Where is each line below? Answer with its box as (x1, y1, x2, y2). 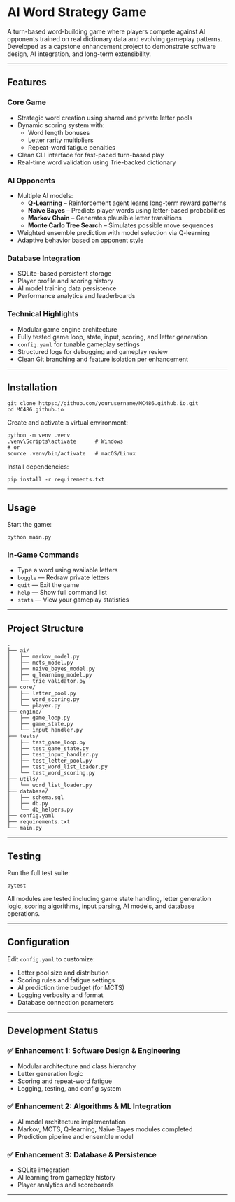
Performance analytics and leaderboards (17, 292, 136, 300)
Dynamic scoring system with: (17, 120, 105, 129)
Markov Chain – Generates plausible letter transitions (27, 213, 182, 222)
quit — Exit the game (17, 581, 80, 589)
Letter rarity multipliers (27, 136, 94, 144)
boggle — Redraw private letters (17, 573, 110, 581)
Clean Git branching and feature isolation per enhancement (17, 355, 189, 363)
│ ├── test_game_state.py (7, 745, 90, 752)
